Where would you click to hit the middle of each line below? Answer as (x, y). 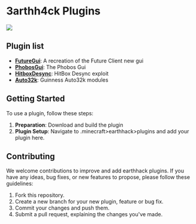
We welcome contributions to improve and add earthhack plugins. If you (95, 171)
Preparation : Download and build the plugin (69, 125)
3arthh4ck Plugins (53, 11)
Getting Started (36, 99)
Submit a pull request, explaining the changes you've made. (89, 214)
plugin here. (30, 138)
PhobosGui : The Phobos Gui (50, 67)
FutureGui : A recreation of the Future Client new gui (79, 61)
